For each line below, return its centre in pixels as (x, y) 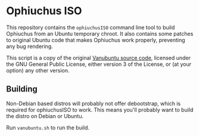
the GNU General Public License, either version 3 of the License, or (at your (99, 64)
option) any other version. (38, 70)
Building (22, 89)
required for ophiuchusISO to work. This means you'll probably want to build (100, 110)
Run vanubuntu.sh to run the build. (48, 127)
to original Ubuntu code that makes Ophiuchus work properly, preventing (96, 40)
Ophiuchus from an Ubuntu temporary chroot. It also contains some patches (100, 33)
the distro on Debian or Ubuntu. (45, 116)
